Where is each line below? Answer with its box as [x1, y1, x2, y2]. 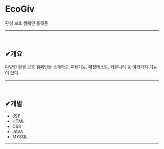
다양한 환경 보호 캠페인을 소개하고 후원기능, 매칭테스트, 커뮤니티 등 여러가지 [5, 64, 148, 69]
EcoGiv [5, 3, 35, 15]
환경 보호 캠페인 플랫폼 [5, 20, 48, 26]
